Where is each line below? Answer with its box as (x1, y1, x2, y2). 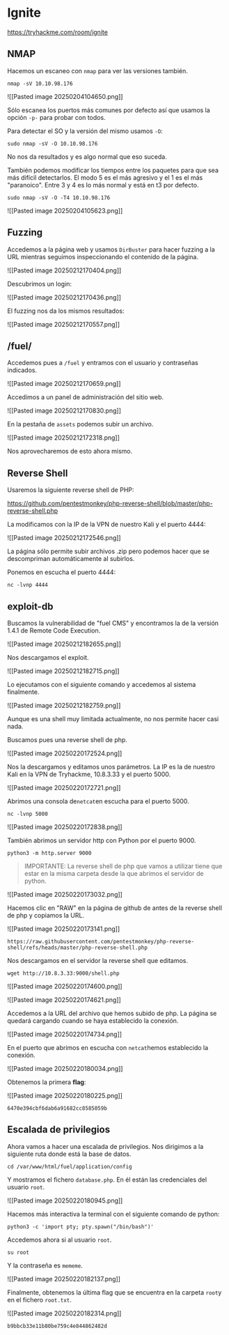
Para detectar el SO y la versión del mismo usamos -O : (7, 127, 164, 135)
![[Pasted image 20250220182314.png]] (7, 1309, 122, 1318)
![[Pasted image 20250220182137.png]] (7, 1274, 120, 1283)
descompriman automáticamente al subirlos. (7, 555, 135, 563)
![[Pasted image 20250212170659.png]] (7, 380, 121, 388)
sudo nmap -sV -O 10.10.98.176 (7, 140, 98, 147)
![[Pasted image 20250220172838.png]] (7, 823, 123, 831)
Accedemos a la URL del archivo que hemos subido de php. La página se (7, 1009, 217, 1017)
